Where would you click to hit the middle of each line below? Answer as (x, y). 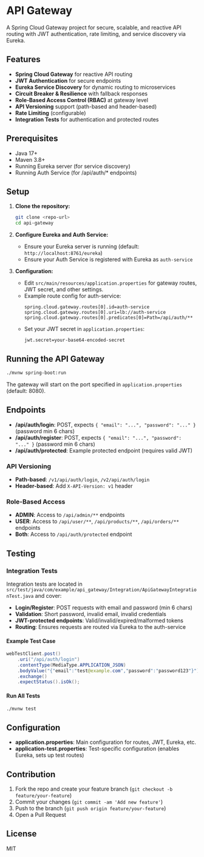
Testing (21, 553)
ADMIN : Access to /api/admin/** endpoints (70, 515)
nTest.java (20, 596)
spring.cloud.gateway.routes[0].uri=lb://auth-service (95, 313)
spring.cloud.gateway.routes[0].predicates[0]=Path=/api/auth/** (108, 318)
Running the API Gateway (56, 359)
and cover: (48, 595)
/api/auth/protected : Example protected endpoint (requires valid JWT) (104, 450)
